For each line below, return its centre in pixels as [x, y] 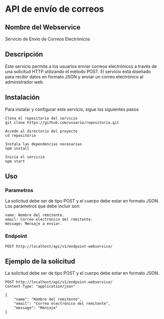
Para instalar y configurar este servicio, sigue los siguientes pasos [72, 109]
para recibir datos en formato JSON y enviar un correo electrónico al [74, 77]
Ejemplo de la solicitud [40, 261]
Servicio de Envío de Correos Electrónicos [48, 39]
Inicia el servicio [25, 157]
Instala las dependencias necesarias [44, 144]
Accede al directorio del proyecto [41, 131]
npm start [15, 161]
